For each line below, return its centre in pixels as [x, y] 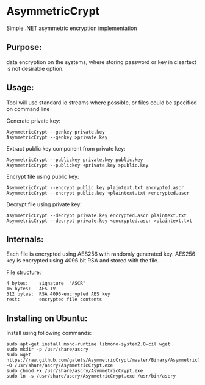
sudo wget [19, 355]
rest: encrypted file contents [54, 300]
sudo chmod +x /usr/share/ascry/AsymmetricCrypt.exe [75, 371]
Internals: [25, 239]
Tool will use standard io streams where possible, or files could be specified [102, 103]
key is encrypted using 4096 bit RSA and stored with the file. [83, 261]
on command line [28, 109]
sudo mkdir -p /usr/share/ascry [47, 350]
